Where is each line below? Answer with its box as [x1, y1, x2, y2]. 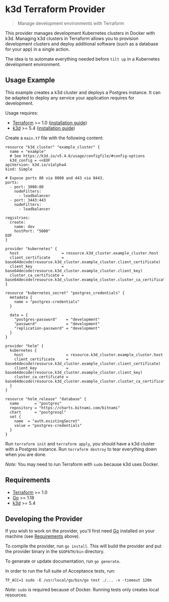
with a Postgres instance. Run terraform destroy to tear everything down [5, 446, 157, 452]
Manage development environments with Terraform [17, 20, 124, 26]
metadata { [10, 294, 33, 300]
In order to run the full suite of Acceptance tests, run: [5, 568, 116, 574]
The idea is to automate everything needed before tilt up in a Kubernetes [5, 56, 160, 62]
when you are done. [5, 451, 47, 458]
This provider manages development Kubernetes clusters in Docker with [5, 30, 155, 36]
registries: [5, 215, 30, 220]
